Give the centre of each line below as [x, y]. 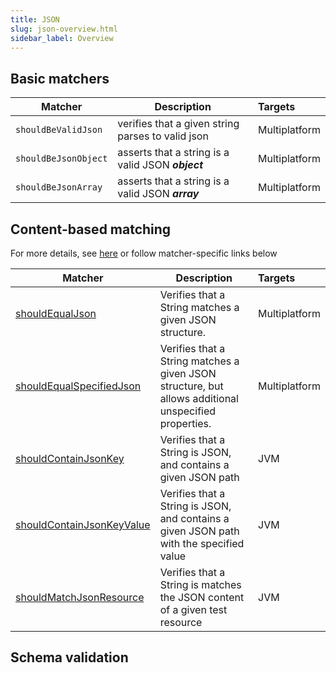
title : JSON [35, 19]
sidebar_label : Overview [62, 38]
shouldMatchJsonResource [80, 597]
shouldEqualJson [56, 313]
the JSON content [202, 597]
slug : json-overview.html [64, 29]
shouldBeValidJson [59, 130]
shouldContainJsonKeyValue [83, 524]
